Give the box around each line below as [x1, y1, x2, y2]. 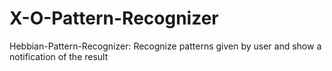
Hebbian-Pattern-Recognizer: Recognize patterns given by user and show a [9, 40, 322, 52]
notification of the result [9, 50, 109, 62]
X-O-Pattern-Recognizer [9, 7, 219, 30]
